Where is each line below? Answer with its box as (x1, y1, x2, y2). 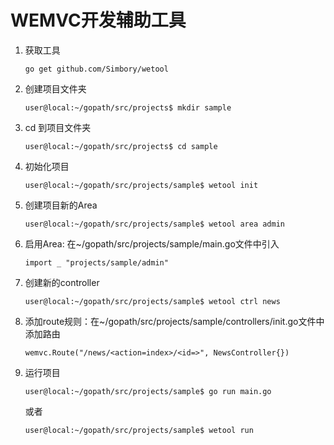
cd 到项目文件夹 (24, 121, 92, 133)
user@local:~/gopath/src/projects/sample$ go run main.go (24, 386, 272, 396)
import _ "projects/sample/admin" (24, 257, 169, 268)
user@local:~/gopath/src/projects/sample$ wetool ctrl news (24, 296, 281, 306)
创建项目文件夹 (24, 82, 87, 95)
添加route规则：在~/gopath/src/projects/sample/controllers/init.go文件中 (24, 315, 325, 327)
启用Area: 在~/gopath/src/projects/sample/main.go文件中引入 (24, 237, 280, 250)
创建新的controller (24, 276, 100, 288)
